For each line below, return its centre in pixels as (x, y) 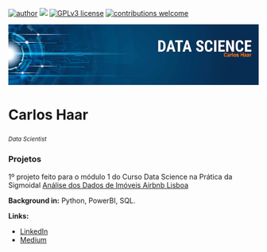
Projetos (25, 159)
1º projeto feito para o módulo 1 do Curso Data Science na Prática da (120, 176)
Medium (33, 239)
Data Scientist (27, 139)
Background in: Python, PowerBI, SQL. (72, 200)
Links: (19, 215)
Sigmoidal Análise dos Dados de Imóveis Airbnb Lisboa (99, 185)
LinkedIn (34, 231)
